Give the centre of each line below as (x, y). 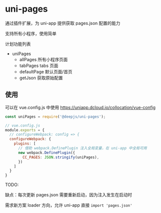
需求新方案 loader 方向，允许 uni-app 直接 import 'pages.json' (69, 205)
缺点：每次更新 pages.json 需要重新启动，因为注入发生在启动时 (69, 195)
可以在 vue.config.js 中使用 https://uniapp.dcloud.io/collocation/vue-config (80, 107)
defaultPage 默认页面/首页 (46, 71)
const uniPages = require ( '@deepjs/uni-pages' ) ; (55, 117)
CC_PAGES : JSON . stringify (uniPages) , (61, 157)
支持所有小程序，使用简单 (31, 33)
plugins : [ (25, 144)
